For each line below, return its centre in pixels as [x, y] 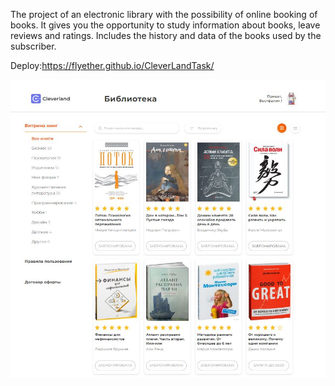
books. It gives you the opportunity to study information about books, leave [165, 25]
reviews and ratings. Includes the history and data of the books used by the [166, 35]
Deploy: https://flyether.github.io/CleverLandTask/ [112, 65]
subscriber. [33, 46]
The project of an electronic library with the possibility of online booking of [164, 14]
